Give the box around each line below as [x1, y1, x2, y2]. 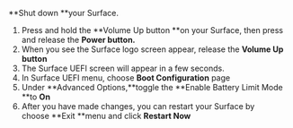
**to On [21, 91, 51, 102]
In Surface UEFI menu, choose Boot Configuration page [21, 73, 231, 83]
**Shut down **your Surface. [8, 8, 119, 18]
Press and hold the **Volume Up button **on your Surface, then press [21, 25, 284, 35]
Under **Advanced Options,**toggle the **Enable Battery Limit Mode [21, 82, 284, 92]
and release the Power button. [21, 35, 136, 45]
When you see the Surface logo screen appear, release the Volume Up [21, 44, 284, 55]
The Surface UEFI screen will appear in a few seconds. [21, 63, 226, 73]
